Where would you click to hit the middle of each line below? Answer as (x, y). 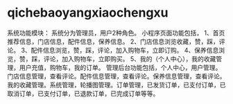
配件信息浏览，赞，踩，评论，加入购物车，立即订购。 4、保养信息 (125, 50)
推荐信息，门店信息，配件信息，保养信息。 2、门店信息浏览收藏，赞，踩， (113, 41)
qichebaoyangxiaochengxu (88, 13)
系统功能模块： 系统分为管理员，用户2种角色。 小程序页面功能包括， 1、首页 (116, 33)
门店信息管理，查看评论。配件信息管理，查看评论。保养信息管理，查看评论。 (116, 76)
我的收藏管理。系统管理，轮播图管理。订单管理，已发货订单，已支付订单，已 (116, 85)
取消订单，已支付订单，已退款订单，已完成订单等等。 (83, 93)
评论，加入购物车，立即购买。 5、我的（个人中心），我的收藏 (130, 59)
